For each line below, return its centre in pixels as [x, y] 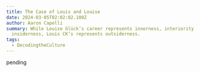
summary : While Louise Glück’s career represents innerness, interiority [100, 28]
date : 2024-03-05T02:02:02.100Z [46, 17]
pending [16, 62]
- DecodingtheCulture [39, 46]
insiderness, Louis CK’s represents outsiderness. [76, 34]
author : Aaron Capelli [34, 23]
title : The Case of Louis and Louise [53, 12]
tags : [13, 40]
